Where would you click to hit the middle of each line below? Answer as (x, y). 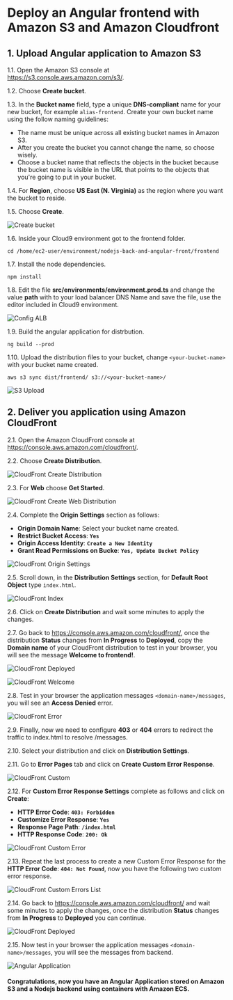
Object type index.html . (42, 585)
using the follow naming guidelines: (58, 119)
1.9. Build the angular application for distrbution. (76, 331)
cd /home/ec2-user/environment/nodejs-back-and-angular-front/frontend (113, 251)
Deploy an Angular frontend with (103, 13)
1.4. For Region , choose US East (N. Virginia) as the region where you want (115, 190)
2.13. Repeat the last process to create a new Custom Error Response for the (116, 861)
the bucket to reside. (37, 198)
